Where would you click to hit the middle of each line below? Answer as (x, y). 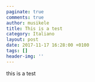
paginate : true (25, 12)
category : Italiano (30, 34)
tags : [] (17, 51)
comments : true (25, 17)
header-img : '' (25, 56)
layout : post (22, 40)
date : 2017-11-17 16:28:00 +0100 (48, 45)
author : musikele (28, 23)
